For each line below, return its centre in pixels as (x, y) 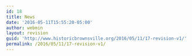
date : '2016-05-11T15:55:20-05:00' (49, 22)
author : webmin (25, 28)
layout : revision (27, 33)
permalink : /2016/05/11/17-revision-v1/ (56, 44)
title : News (20, 17)
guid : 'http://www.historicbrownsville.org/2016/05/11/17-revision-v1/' (97, 38)
